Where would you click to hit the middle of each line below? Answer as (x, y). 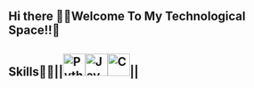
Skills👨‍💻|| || (74, 72)
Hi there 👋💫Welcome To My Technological (127, 16)
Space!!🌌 (34, 31)
